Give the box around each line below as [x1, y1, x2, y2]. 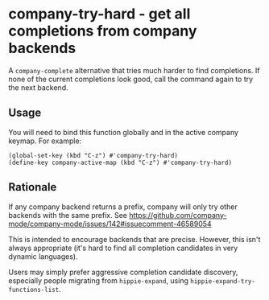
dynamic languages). [8, 251, 78, 261]
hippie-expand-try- [190, 277, 256, 286]
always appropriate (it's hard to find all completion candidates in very [8, 243, 238, 253]
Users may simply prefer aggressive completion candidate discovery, [8, 267, 238, 277]
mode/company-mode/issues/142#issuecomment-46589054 [8, 219, 212, 228]
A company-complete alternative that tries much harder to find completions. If [8, 65, 260, 75]
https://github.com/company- [128, 210, 227, 220]
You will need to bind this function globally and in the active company [8, 127, 239, 137]
